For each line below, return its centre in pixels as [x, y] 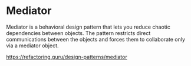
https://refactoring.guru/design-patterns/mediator [67, 57]
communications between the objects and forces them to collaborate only [96, 39]
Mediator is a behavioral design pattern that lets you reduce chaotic [88, 27]
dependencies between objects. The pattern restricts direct [78, 33]
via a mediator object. [32, 46]
